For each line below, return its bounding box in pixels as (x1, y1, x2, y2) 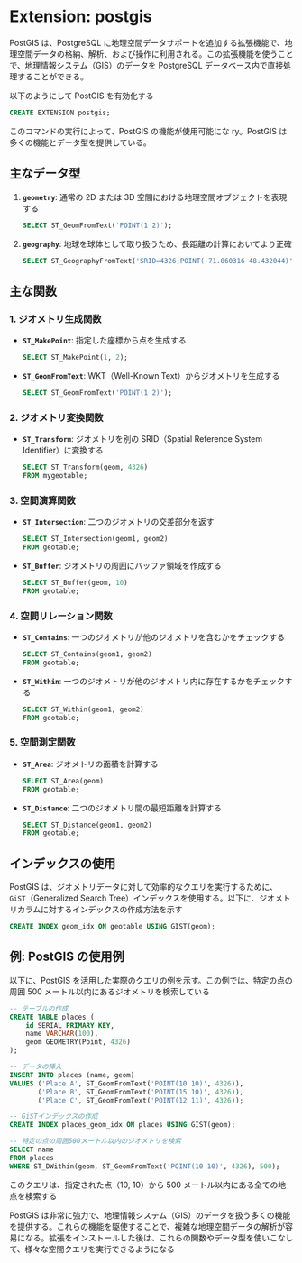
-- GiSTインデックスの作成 (9, 1112, 98, 1121)
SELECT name (9, 1145, 54, 1154)
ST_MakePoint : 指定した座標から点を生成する (22, 335, 187, 346)
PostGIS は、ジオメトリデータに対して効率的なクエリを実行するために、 (9, 882, 278, 892)
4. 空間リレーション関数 (9, 609, 113, 622)
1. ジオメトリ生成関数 (9, 313, 102, 325)
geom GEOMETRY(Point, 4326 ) (25, 1038, 131, 1047)
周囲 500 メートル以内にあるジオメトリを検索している (9, 985, 210, 997)
